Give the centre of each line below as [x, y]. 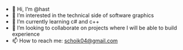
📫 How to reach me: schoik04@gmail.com [65, 41]
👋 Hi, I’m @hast [30, 9]
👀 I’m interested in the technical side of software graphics [83, 15]
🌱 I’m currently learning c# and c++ [56, 21]
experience [26, 34]
